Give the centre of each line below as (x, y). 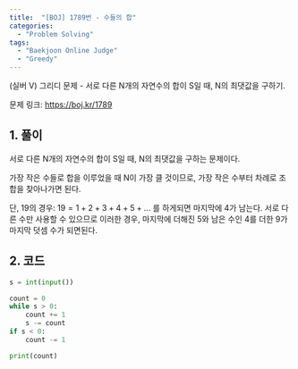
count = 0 (28, 298)
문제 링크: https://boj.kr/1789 (61, 105)
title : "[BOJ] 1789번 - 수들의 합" (73, 17)
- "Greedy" (38, 59)
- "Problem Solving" (55, 34)
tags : (19, 42)
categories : (31, 26)
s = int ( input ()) (42, 282)
